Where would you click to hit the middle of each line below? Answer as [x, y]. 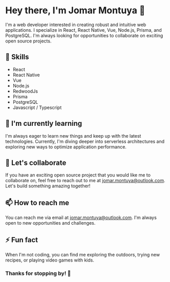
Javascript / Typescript [37, 107]
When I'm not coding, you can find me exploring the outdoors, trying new [83, 255]
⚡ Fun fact [22, 240]
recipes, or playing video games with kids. [50, 260]
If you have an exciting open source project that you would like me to [78, 175]
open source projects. [28, 41]
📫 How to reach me [37, 202]
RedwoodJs [25, 91]
